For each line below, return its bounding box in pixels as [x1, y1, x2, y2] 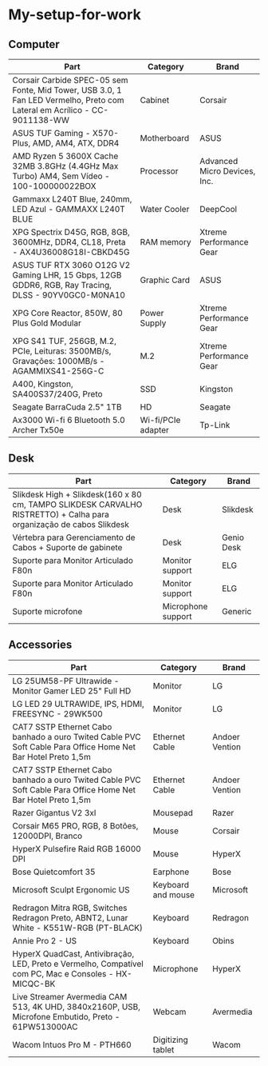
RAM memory [140, 237, 191, 247]
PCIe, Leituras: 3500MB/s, [12, 345, 112, 357]
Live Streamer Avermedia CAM [12, 991, 128, 1002]
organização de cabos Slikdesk [12, 518, 130, 529]
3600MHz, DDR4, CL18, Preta [12, 237, 126, 247]
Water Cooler [140, 204, 190, 214]
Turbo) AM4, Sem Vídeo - [12, 170, 110, 182]
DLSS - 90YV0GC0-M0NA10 [12, 289, 126, 301]
